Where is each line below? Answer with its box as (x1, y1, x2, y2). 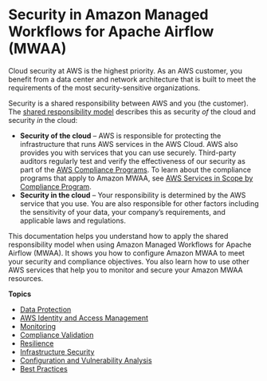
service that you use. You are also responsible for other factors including (19, 198, 259, 208)
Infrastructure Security (19, 347, 95, 356)
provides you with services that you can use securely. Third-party (19, 148, 237, 157)
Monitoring (19, 321, 56, 331)
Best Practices (19, 363, 68, 373)
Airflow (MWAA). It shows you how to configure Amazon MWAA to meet (8, 248, 245, 257)
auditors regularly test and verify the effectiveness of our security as (19, 156, 245, 165)
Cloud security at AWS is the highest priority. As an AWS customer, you (8, 65, 243, 75)
